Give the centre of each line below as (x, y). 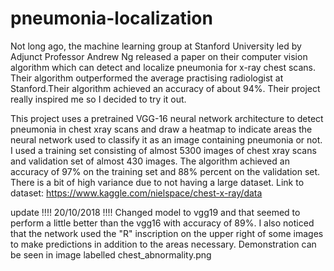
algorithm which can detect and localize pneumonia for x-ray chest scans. (163, 67)
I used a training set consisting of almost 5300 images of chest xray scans (163, 150)
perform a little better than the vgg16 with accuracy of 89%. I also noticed (162, 223)
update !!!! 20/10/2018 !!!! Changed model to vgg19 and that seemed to (155, 212)
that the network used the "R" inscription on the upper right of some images (167, 233)
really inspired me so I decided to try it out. (98, 99)
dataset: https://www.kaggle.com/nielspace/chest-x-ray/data (136, 193)
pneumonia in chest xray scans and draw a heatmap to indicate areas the (161, 129)
